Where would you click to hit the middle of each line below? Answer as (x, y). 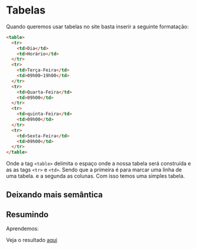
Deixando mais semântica (54, 195)
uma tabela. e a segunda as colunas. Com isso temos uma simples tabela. (96, 176)
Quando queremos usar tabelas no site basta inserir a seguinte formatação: (98, 26)
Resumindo (27, 215)
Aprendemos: (23, 229)
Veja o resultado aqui (32, 240)
